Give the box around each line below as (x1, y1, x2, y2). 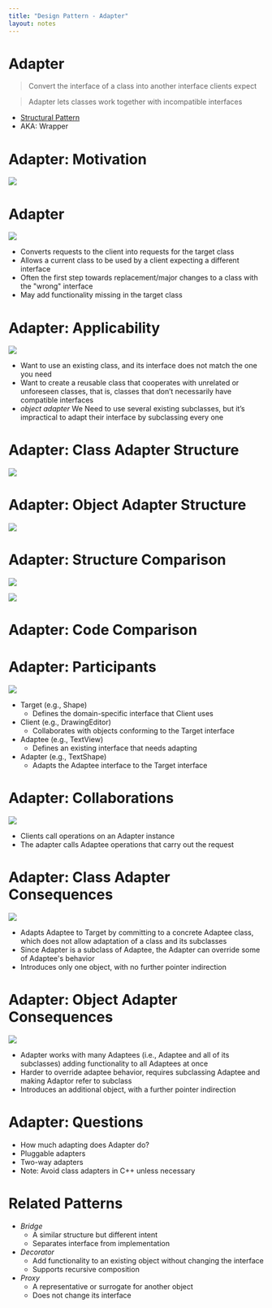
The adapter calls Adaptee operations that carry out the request (19, 840, 234, 850)
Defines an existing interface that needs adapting (32, 743, 197, 753)
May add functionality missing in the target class (19, 290, 183, 300)
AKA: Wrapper (19, 121, 69, 131)
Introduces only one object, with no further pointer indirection (19, 963, 227, 972)
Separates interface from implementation (32, 1238, 171, 1248)
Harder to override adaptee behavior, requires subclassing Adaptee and (19, 1067, 261, 1077)
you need (19, 369, 53, 379)
